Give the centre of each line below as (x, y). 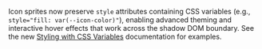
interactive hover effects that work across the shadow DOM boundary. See (131, 28)
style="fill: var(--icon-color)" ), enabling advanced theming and (120, 20)
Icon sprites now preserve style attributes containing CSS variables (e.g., (129, 11)
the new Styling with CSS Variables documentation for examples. (115, 36)
